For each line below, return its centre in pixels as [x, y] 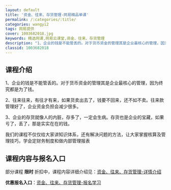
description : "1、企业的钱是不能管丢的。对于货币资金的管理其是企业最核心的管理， [83, 43]
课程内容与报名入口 [35, 158]
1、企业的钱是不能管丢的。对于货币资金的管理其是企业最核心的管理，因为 [82, 83]
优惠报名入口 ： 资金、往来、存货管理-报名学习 [53, 183]
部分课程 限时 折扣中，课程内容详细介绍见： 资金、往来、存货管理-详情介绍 [83, 172]
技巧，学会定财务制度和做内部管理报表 [50, 141]
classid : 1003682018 [27, 48]
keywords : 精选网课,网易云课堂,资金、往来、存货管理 [55, 39]
